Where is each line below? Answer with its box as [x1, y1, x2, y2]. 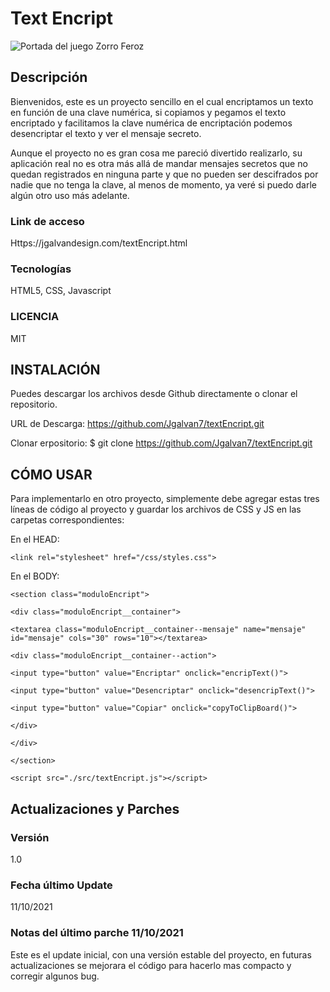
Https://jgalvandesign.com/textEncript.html [10, 237, 188, 249]
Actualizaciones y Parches [10, 800, 180, 817]
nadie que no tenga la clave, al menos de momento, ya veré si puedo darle [10, 178, 318, 191]
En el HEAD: [10, 533, 60, 546]
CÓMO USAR [10, 466, 93, 483]
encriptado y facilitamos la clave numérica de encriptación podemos [10, 117, 293, 129]
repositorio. [10, 398, 58, 411]
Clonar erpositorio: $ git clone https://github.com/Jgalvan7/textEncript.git [10, 437, 313, 449]
